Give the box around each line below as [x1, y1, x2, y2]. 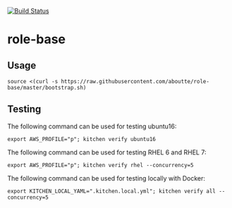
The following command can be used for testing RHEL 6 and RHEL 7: [7, 148, 207, 157]
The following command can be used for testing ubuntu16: [7, 122, 177, 130]
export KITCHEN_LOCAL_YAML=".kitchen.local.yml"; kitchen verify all [7, 188, 216, 195]
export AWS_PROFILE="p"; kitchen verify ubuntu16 [7, 135, 157, 142]
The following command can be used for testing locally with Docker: [7, 173, 206, 183]
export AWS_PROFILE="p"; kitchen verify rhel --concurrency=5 [7, 161, 194, 169]
